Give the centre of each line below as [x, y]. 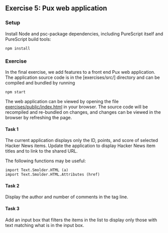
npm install [18, 48]
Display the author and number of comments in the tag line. [67, 197]
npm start [16, 92]
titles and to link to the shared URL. [41, 151]
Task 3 [12, 208]
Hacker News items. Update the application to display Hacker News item [80, 146]
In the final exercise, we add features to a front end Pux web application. [80, 72]
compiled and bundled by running [40, 82]
